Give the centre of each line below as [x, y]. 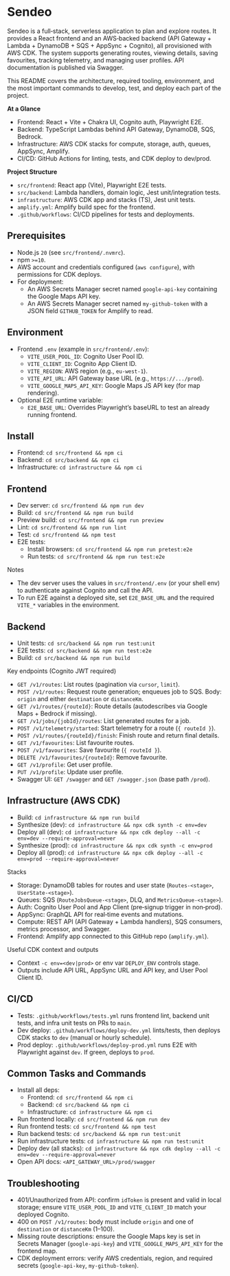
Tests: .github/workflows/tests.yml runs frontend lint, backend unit [113, 1015]
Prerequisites [36, 236]
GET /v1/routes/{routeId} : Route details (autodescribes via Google [112, 706]
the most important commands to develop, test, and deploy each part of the [114, 88]
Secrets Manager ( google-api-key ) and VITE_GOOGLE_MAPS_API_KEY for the [120, 1244]
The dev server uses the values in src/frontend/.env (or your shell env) [118, 583]
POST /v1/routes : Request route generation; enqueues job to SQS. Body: [119, 692]
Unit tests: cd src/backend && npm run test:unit [86, 643]
